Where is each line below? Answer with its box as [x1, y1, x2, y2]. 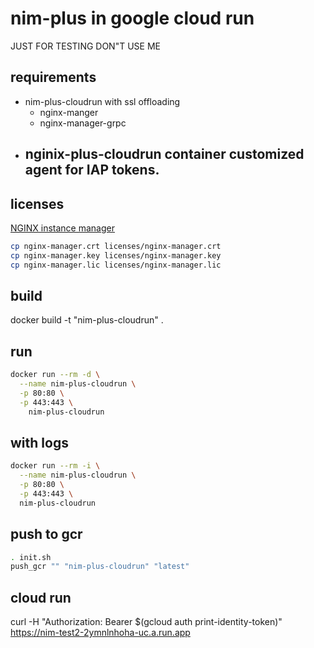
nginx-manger [39, 106, 99, 118]
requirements [10, 69, 97, 86]
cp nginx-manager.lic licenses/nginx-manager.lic [10, 260, 222, 270]
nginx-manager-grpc [39, 117, 127, 129]
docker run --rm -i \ [10, 461, 101, 471]
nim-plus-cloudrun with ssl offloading [24, 95, 181, 107]
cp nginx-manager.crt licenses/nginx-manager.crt [10, 241, 222, 251]
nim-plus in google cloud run [10, 7, 255, 30]
